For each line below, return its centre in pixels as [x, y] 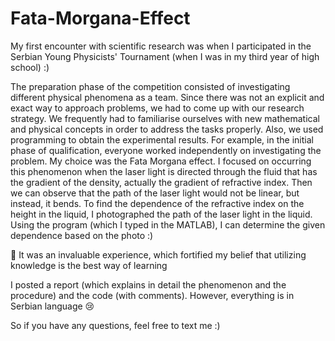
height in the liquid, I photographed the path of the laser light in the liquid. [161, 214]
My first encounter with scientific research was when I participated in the [161, 46]
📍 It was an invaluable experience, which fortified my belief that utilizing [158, 254]
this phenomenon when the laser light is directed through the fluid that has [164, 171]
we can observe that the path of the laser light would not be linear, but [155, 193]
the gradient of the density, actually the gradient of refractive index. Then [161, 182]
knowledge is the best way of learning [89, 265]
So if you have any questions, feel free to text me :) [115, 325]
